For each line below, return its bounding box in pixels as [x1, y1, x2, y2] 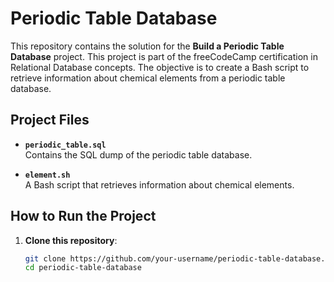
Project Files [10, 112, 90, 129]
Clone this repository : [24, 234, 118, 246]
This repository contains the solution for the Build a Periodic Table [10, 40, 285, 52]
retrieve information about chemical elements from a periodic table [10, 72, 286, 84]
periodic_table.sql [24, 140, 107, 150]
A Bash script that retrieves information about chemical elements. [24, 178, 295, 191]
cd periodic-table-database [24, 263, 142, 273]
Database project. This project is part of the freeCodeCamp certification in [10, 50, 318, 62]
